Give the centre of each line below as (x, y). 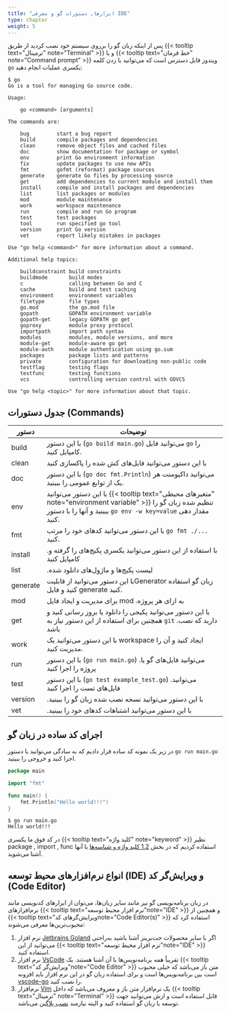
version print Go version (63, 230)
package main (26, 771)
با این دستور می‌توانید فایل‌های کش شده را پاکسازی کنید (127, 463)
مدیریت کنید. (65, 649)
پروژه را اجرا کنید (71, 668)
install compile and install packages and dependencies (107, 188)
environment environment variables (77, 296)
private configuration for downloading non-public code (113, 362)
